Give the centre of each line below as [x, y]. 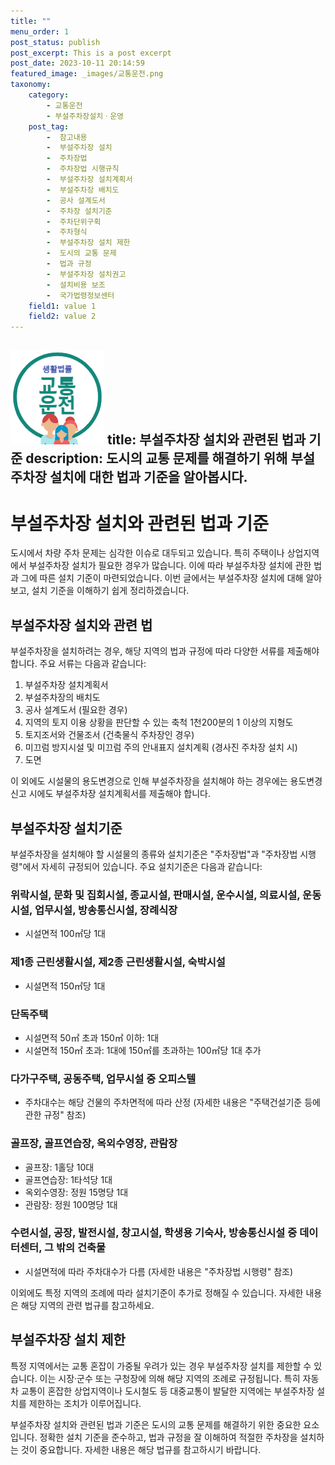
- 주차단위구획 [74, 221]
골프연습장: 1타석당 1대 [68, 1179]
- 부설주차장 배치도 [83, 190]
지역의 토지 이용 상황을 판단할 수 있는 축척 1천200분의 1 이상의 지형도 [159, 722]
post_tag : [49, 126]
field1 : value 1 [62, 306]
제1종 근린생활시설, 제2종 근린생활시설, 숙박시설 [118, 962]
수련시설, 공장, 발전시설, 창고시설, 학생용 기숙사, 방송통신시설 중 [154, 1233]
